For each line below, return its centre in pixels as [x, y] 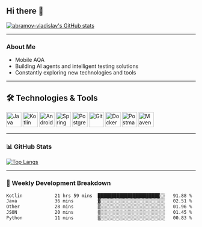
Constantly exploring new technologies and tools [75, 73]
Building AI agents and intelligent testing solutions [77, 66]
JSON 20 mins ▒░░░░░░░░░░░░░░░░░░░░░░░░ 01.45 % [99, 213]
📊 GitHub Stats [29, 147]
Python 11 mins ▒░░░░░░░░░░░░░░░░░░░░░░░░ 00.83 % [99, 218]
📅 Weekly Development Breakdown [59, 183]
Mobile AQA [30, 60]
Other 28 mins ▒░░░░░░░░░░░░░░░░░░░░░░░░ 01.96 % [99, 207]
